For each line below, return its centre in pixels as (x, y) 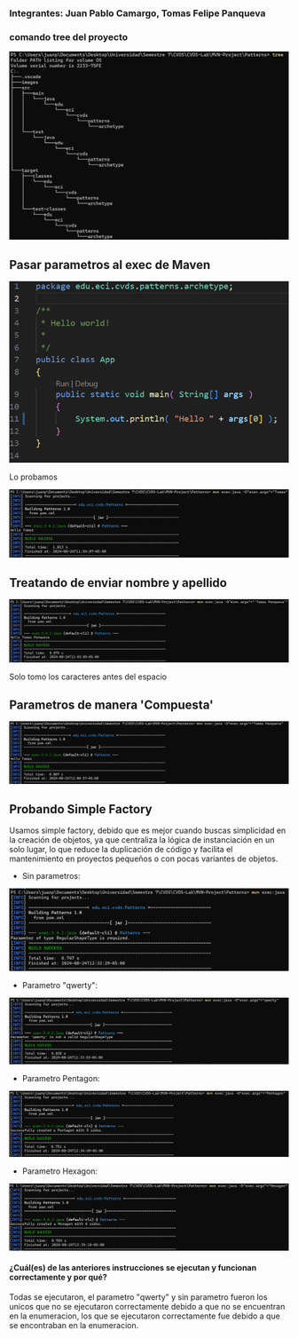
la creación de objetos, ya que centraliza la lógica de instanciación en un (142, 839)
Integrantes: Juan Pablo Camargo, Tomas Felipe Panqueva (137, 13)
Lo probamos (33, 477)
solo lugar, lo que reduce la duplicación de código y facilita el (121, 849)
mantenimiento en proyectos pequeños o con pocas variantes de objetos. (144, 859)
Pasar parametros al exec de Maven (110, 265)
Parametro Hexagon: (60, 1171)
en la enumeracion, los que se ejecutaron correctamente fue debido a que (145, 1316)
